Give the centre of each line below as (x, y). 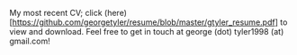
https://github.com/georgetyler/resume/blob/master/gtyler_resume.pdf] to (150, 22)
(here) (116, 13)
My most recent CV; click (56, 13)
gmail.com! (30, 41)
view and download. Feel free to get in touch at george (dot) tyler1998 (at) (147, 31)
